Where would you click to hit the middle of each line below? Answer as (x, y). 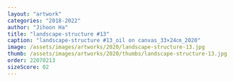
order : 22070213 (31, 61)
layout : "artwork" (34, 14)
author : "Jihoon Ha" (38, 27)
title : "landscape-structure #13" (59, 34)
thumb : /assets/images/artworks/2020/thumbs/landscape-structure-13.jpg (117, 54)
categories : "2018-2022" (44, 21)
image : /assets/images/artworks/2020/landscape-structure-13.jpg (106, 47)
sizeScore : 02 (28, 67)
